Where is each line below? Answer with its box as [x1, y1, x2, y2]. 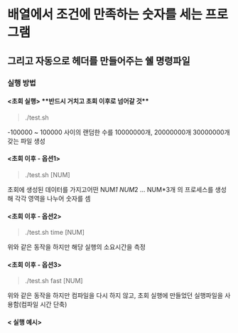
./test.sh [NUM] [24, 170, 70, 179]
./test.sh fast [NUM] [24, 277, 83, 285]
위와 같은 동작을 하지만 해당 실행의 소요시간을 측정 [7, 243, 146, 251]
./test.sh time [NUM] [24, 228, 85, 237]
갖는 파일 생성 [7, 137, 46, 145]
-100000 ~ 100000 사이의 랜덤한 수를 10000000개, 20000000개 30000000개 [7, 127, 230, 136]
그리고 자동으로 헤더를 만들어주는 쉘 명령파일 [7, 55, 190, 67]
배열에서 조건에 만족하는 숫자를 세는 [7, 6, 202, 23]
